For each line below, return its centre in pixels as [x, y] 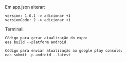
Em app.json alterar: [25, 7]
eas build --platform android [36, 42]
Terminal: [14, 29]
